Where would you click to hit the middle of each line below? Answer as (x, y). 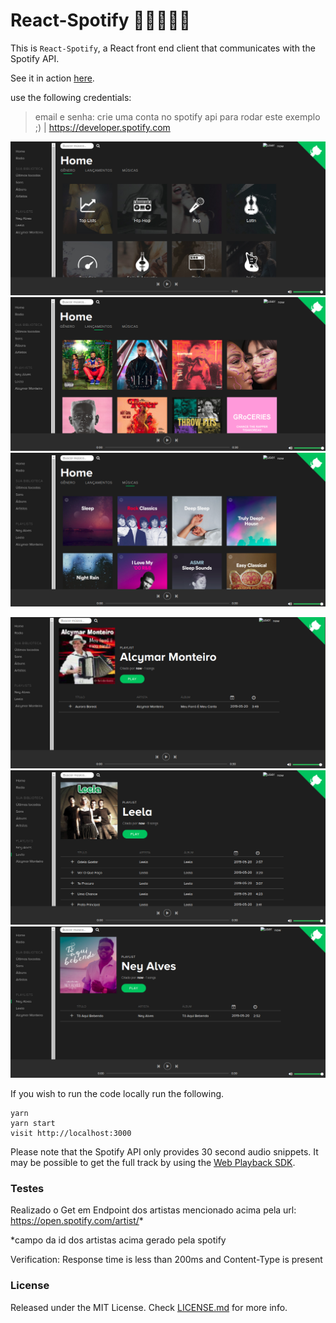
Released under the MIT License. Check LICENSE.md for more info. (149, 1307)
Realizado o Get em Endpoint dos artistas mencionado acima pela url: (153, 1210)
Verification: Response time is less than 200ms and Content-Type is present (166, 1260)
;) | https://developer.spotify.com (102, 127)
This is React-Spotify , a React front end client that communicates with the (163, 48)
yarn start (33, 1124)
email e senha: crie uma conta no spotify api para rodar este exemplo (177, 116)
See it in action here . (52, 78)
